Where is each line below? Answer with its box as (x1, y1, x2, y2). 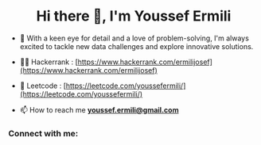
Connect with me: (8, 128, 79, 139)
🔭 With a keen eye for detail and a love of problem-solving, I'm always (19, 33, 249, 43)
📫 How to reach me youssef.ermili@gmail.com (19, 105, 179, 114)
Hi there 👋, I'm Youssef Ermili (36, 7, 232, 25)
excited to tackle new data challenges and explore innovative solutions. (19, 41, 254, 51)
